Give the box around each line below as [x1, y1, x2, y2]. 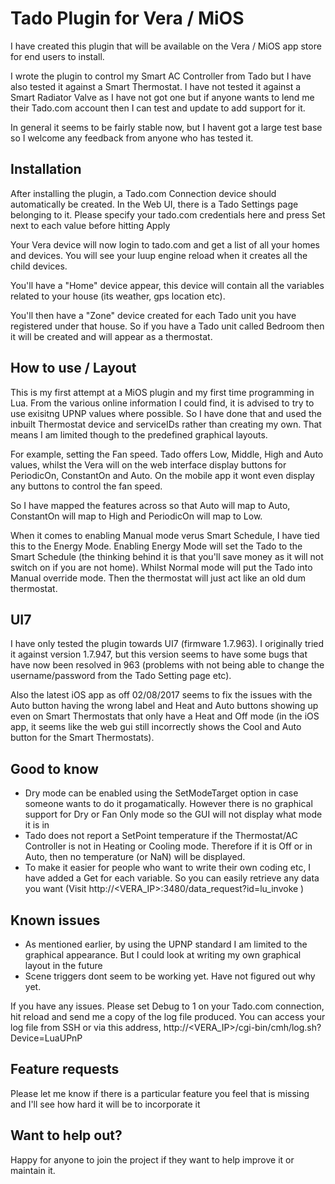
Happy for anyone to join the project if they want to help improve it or [10, 1153, 295, 1166]
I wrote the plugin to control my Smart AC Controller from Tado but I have [10, 70, 312, 82]
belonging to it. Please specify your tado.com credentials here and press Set [10, 208, 326, 221]
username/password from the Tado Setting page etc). [10, 670, 232, 682]
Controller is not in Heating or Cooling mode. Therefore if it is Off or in [24, 840, 313, 852]
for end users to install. [10, 50, 105, 62]
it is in [24, 819, 50, 831]
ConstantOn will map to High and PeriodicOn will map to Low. [10, 510, 263, 522]
